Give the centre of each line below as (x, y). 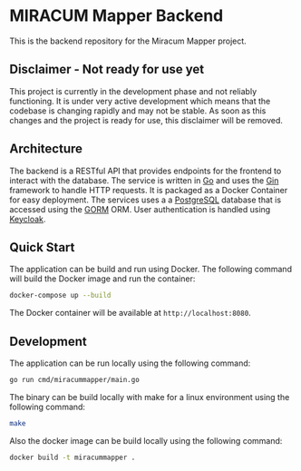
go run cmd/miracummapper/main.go (75, 380)
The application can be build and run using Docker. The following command (151, 270)
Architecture (46, 149)
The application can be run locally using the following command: (130, 363)
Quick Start (42, 247)
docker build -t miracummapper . (73, 457)
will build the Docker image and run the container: (102, 279)
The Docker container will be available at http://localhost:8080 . (130, 313)
